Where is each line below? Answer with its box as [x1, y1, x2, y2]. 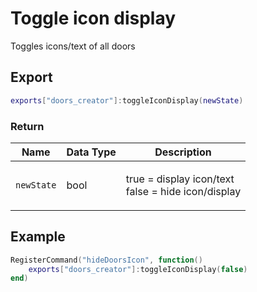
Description [154, 145, 212, 159]
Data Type [66, 145, 117, 159]
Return [10, 119, 45, 133]
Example [10, 228, 66, 246]
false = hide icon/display [125, 184, 242, 198]
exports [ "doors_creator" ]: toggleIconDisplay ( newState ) [10, 95, 244, 106]
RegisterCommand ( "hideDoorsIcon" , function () [10, 255, 203, 265]
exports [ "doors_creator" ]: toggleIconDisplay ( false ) [28, 264, 248, 274]
